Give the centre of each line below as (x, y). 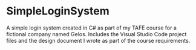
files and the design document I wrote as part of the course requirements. (98, 40)
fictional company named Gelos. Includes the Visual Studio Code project (96, 34)
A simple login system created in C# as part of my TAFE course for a (92, 28)
